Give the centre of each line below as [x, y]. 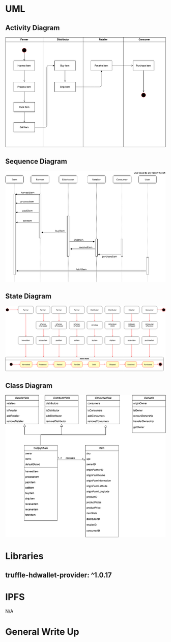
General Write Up [42, 632]
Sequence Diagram [36, 162]
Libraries [24, 556]
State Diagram [28, 296]
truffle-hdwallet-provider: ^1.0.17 [59, 575]
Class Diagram [29, 386]
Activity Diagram [33, 28]
